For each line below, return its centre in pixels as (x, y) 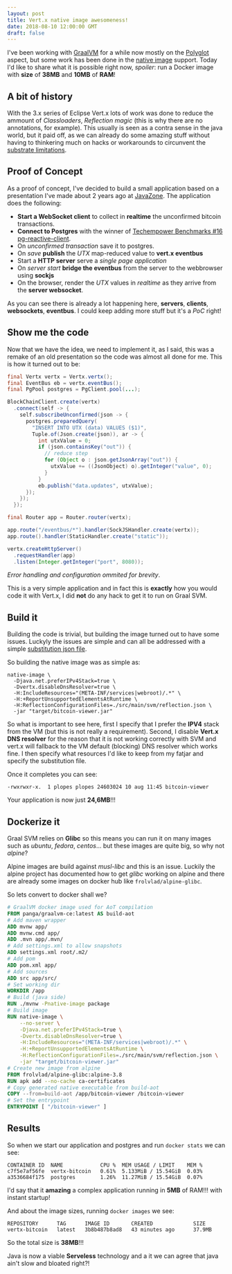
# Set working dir (34, 985)
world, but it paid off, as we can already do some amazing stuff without (108, 135)
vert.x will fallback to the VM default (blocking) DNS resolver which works (113, 746)
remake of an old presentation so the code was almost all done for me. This (115, 357)
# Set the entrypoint (38, 1101)
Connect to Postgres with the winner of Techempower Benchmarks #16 (120, 231)
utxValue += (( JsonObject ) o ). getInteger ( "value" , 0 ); (132, 467)
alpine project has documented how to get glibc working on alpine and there (116, 874)
